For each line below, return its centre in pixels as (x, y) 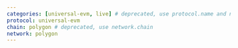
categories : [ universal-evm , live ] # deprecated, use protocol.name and (117, 14)
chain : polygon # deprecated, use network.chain (80, 27)
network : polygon (32, 34)
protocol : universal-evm (43, 20)
